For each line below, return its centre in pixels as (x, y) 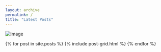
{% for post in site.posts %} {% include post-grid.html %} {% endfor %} (81, 44)
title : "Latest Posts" (29, 19)
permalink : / (19, 15)
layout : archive (22, 10)
